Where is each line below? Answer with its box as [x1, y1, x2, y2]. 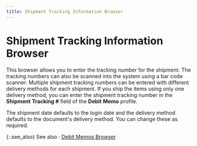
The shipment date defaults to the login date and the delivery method [6, 109, 176, 116]
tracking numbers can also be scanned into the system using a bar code [6, 72, 183, 80]
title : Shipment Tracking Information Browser [6, 8, 123, 15]
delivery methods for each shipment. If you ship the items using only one [6, 85, 185, 92]
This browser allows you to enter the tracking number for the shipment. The [6, 66, 191, 73]
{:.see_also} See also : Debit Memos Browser [6, 133, 116, 140]
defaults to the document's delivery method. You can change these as [6, 115, 178, 122]
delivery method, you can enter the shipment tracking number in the [6, 91, 173, 98]
